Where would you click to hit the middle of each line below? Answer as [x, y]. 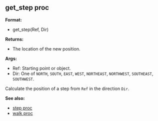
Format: [13, 19]
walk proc [23, 113]
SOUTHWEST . [23, 78]
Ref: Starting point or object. [41, 68]
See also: [15, 98]
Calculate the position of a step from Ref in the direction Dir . [67, 88]
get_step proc [27, 8]
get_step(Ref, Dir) [30, 29]
